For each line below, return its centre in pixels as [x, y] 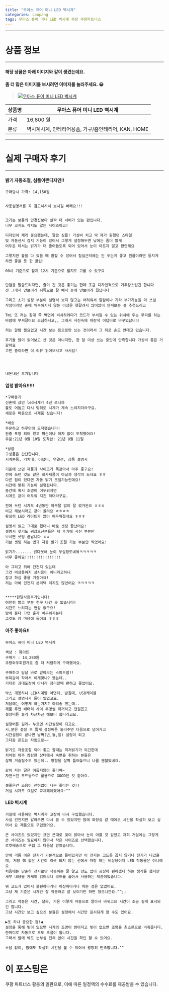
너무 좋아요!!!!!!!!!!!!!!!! [33, 557]
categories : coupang [27, 15]
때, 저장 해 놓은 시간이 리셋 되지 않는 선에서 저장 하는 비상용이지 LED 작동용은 [78, 861]
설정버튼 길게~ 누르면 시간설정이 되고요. [41, 724]
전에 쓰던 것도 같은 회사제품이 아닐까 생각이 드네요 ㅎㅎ [56, 475]
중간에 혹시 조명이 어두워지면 [31, 491]
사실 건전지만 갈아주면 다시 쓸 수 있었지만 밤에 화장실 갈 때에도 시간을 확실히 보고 [80, 820]
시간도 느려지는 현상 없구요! [30, 608]
